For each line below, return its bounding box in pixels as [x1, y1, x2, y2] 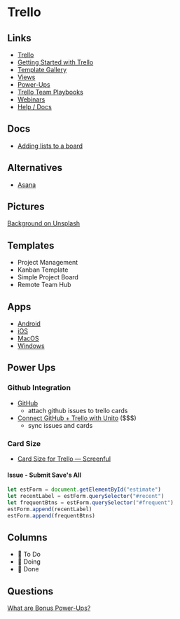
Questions [7, 585, 54, 597]
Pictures [7, 201, 45, 213]
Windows [17, 342, 45, 350]
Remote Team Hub [17, 281, 71, 289]
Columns [7, 531, 48, 543]
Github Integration [7, 383, 71, 393]
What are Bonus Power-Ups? [7, 604, 91, 613]
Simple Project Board [17, 273, 79, 281]
